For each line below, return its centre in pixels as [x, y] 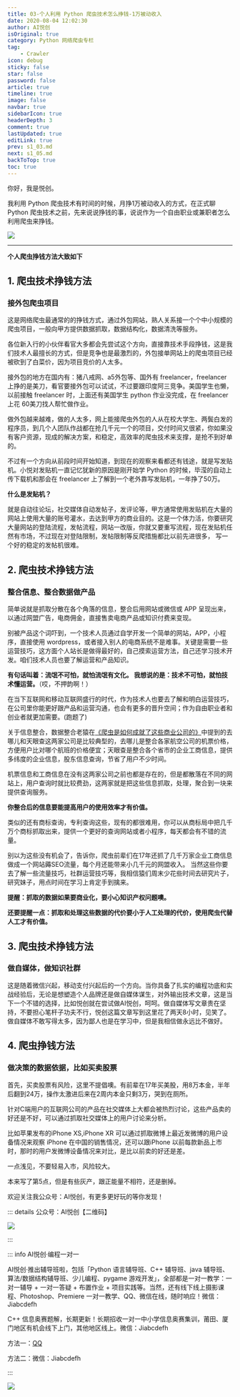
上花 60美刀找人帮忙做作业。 [50, 404]
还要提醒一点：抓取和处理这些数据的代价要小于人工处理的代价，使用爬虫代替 [120, 913]
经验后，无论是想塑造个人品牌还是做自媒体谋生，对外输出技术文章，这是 [120, 994]
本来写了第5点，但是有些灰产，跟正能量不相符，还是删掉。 [94, 1181]
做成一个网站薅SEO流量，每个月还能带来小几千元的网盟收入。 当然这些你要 [118, 865]
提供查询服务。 [29, 792]
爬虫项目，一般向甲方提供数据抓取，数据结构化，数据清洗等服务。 [104, 329]
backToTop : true [31, 160]
